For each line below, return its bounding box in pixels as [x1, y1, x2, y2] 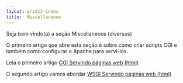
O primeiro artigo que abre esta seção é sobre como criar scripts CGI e [6, 41, 177, 49]
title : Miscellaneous [6, 14, 61, 20]
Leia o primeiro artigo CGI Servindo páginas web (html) [6, 59, 139, 66]
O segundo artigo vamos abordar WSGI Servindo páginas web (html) [6, 70, 172, 77]
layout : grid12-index [6, 8, 59, 15]
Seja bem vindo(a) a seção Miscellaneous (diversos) [6, 30, 133, 37]
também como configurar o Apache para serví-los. [6, 47, 129, 54]
